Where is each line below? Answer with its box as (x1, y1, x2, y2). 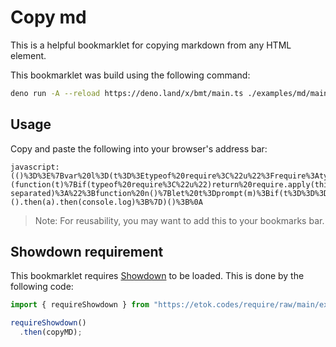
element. (10, 49, 47, 61)
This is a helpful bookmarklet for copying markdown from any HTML (10, 39, 292, 51)
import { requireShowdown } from (10, 300, 150, 310)
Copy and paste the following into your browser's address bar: (10, 142, 268, 155)
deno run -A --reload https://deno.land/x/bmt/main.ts (10, 88, 244, 98)
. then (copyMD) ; (19, 327, 83, 338)
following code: (10, 281, 74, 293)
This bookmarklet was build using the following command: (10, 69, 251, 81)
